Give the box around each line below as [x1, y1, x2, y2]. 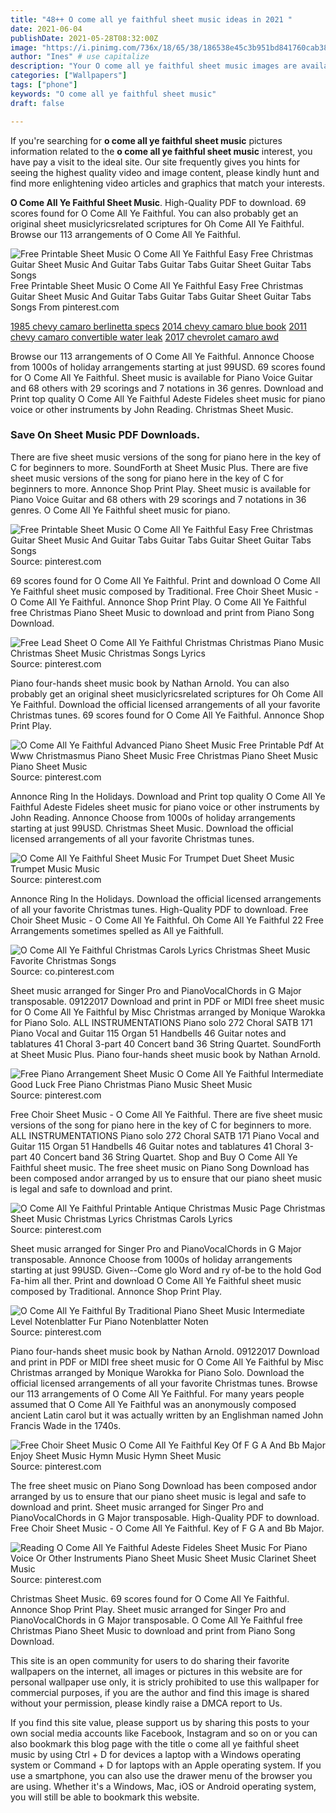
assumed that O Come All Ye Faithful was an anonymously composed [10, 1398, 297, 1410]
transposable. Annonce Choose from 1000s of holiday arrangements [10, 1253, 293, 1265]
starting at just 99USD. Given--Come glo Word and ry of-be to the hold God [10, 1264, 322, 1276]
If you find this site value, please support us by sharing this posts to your [10, 1716, 310, 1728]
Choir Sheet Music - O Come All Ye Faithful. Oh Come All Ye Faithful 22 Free [10, 914, 324, 926]
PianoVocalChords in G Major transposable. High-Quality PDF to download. [10, 1511, 320, 1523]
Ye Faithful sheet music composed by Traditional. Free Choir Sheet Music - [10, 585, 319, 597]
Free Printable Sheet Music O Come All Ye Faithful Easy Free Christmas [10, 279, 304, 291]
